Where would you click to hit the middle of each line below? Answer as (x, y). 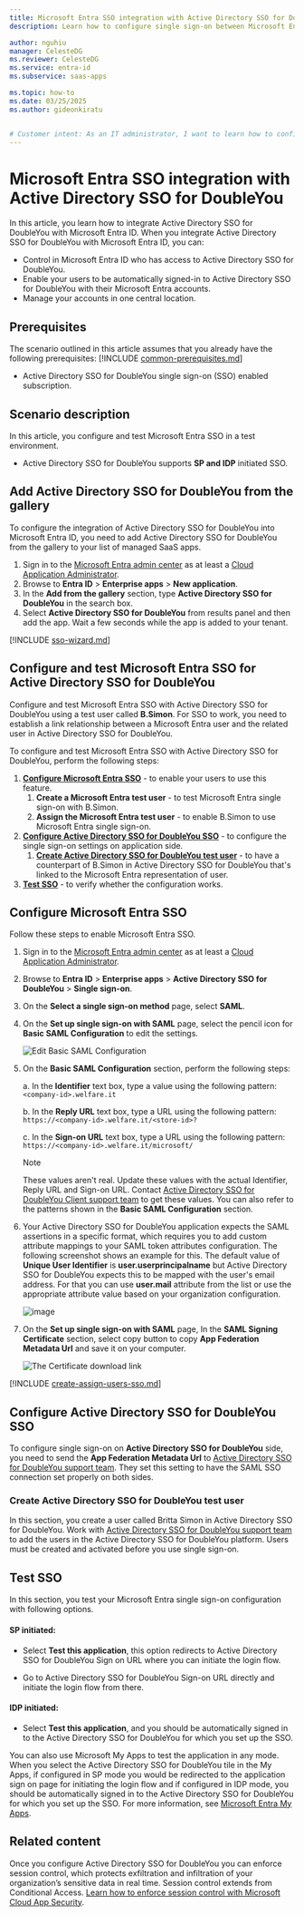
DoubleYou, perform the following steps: (85, 760)
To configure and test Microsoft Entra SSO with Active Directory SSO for (144, 751)
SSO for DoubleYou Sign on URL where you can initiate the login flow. (152, 1659)
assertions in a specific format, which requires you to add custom (144, 1236)
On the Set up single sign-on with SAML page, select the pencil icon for (157, 1024)
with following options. (52, 1610)
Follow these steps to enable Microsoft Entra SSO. (103, 934)
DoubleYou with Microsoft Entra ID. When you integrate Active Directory (143, 233)
